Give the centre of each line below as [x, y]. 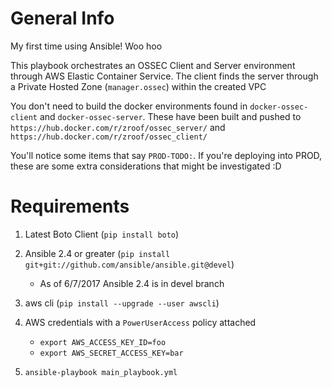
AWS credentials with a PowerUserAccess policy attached [140, 322]
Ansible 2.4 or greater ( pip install [97, 253]
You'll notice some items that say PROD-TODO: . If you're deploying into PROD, [166, 155]
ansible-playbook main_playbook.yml [101, 372]
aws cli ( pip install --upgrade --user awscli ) [122, 303]
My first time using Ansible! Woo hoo [86, 46]
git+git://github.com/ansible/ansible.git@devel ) [129, 264]
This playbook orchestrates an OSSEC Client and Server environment [153, 65]
